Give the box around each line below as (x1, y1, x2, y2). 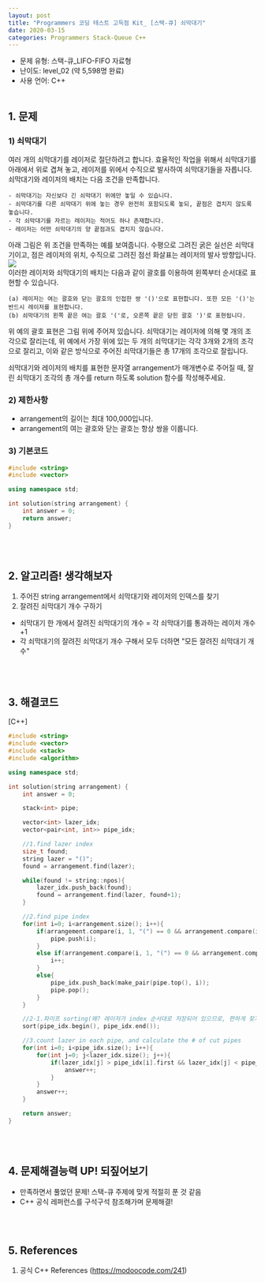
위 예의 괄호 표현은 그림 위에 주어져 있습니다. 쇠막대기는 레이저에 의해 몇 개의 (8, 326, 244, 336)
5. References (8, 1244, 78, 1257)
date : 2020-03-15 (8, 26, 65, 34)
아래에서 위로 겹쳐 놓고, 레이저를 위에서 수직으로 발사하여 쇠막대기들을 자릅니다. (8, 164, 252, 174)
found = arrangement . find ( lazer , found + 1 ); (36, 891, 181, 899)
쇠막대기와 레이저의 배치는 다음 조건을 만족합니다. (8, 174, 160, 184)
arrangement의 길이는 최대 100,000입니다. (19, 414, 154, 423)
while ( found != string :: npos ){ (22, 876, 125, 884)
